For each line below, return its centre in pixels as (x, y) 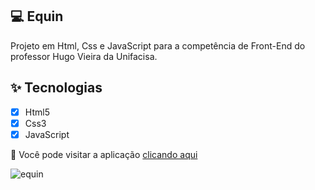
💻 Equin (37, 16)
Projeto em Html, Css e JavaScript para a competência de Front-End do (158, 45)
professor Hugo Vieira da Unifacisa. (84, 56)
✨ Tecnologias (56, 88)
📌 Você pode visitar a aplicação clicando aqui (104, 154)
